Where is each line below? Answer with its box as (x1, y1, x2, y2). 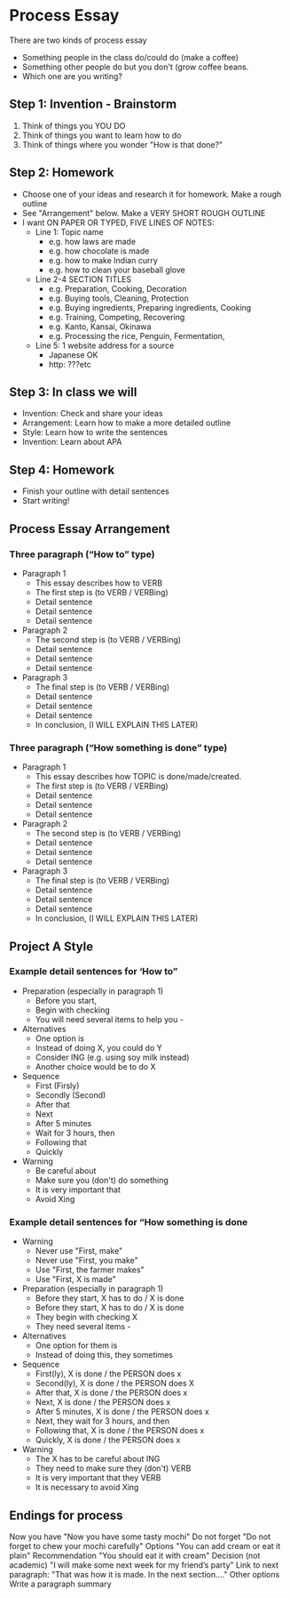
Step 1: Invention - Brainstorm (9, 97, 177, 112)
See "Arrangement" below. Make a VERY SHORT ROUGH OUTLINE (21, 207, 266, 218)
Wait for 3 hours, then (35, 1127, 115, 1138)
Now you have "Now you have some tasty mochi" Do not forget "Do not (9, 1531, 271, 1542)
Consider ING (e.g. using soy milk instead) (35, 1052, 190, 1062)
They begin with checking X (35, 1311, 138, 1322)
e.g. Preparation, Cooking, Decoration (48, 283, 187, 294)
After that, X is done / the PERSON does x (35, 1387, 188, 1398)
